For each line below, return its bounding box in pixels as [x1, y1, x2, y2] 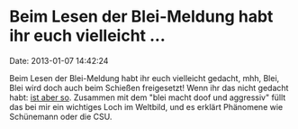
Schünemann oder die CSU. [9, 111, 113, 122]
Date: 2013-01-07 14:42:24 [9, 55, 109, 66]
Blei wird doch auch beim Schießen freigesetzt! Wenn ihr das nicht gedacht [9, 82, 289, 93]
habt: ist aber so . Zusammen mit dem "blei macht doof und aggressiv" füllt [9, 92, 286, 103]
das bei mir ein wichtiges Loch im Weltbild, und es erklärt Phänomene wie [9, 101, 284, 112]
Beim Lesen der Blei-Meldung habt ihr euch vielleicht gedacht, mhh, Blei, [9, 72, 280, 83]
